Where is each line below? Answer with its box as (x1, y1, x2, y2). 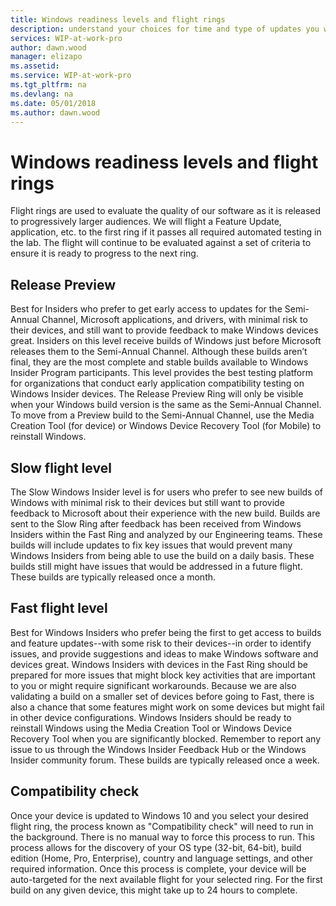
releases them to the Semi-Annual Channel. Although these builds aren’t (10, 346, 308, 358)
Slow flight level (10, 459, 112, 476)
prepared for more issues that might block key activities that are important (10, 669, 316, 681)
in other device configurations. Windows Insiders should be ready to (10, 711, 292, 723)
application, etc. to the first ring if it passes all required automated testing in (10, 226, 322, 238)
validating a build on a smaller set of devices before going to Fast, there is (10, 690, 315, 702)
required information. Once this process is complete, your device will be (10, 862, 307, 875)
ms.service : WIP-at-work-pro (10, 71, 132, 81)
